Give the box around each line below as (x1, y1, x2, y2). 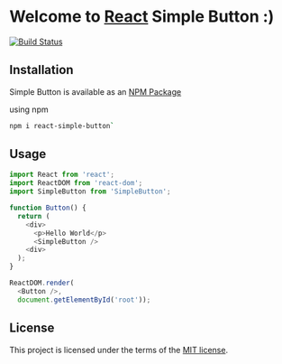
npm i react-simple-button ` (9, 121, 115, 130)
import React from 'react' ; (9, 170, 115, 180)
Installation (9, 62, 74, 78)
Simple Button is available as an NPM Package (9, 86, 182, 97)
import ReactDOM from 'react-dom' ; (9, 179, 143, 188)
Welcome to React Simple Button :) (9, 6, 275, 27)
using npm (9, 104, 49, 115)
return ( (17, 211, 50, 220)
